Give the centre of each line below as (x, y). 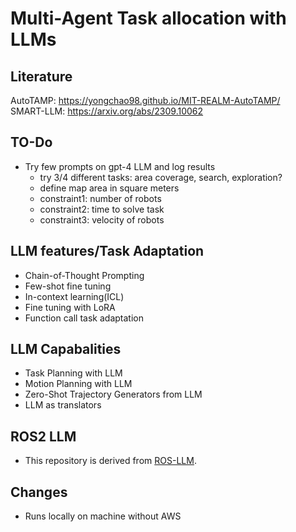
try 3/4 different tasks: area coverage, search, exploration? (161, 177)
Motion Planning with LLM (78, 384)
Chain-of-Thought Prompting (84, 275)
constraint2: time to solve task (102, 209)
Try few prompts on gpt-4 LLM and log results (120, 166)
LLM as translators (63, 405)
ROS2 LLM (43, 436)
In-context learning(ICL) (74, 296)
